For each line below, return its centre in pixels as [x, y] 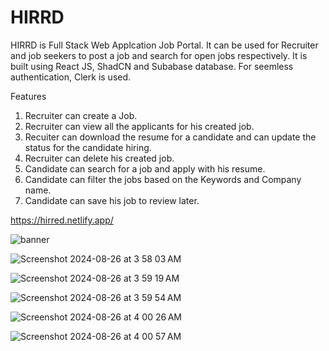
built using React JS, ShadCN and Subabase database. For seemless [152, 66]
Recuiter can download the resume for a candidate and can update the [170, 137]
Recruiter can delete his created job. [99, 158]
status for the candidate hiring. [88, 147]
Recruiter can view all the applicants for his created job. [139, 126]
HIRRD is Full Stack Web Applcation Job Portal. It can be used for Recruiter [164, 45]
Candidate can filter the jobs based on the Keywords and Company [163, 179]
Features [28, 96]
